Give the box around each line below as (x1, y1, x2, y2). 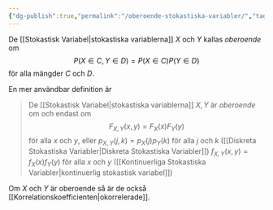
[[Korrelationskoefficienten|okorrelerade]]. (8, 192, 150, 202)
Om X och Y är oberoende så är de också (8, 183, 147, 193)
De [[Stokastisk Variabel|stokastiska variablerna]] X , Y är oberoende (28, 99, 256, 110)
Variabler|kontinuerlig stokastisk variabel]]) (28, 168, 173, 177)
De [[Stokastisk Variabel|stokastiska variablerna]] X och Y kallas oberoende (8, 34, 262, 44)
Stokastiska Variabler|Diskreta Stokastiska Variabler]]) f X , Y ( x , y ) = (28, 147, 249, 159)
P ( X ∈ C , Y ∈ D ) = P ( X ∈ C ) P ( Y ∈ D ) (73, 55, 200, 65)
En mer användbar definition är (8, 84, 112, 94)
